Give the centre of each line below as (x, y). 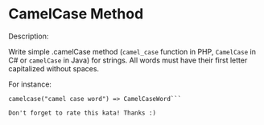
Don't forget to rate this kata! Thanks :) (82, 113)
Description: (29, 36)
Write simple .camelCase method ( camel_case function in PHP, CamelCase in (132, 51)
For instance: (30, 84)
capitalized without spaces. (54, 68)
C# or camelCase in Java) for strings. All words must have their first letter (128, 60)
